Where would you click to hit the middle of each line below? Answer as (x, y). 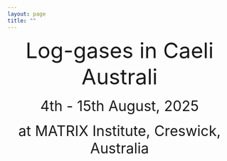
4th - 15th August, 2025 (120, 106)
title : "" (22, 21)
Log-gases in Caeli (120, 50)
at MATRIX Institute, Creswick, (120, 131)
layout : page (27, 14)
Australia (120, 148)
